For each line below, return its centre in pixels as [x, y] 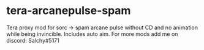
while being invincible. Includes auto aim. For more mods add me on [92, 34]
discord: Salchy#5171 [33, 40]
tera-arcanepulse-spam [69, 11]
